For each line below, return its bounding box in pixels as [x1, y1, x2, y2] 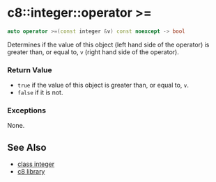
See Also [7, 141, 47, 154]
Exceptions [7, 106, 47, 115]
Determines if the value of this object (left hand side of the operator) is [7, 40, 210, 49]
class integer [17, 160, 55, 168]
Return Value [7, 65, 52, 74]
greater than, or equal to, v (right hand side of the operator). [7, 47, 179, 56]
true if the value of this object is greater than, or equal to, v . [17, 81, 190, 90]
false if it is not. [17, 88, 63, 97]
